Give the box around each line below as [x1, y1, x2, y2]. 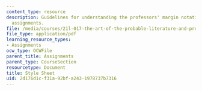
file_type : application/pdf [6, 31, 77, 37]
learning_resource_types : [6, 37, 71, 43]
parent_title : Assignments [6, 53, 74, 59]
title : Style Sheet [6, 70, 55, 76]
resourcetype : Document [6, 64, 66, 71]
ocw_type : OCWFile [6, 48, 52, 54]
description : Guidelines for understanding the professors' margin [6, 14, 179, 20]
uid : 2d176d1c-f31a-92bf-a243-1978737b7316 [6, 75, 117, 81]
